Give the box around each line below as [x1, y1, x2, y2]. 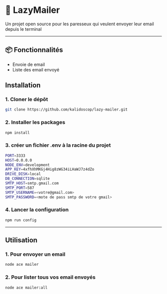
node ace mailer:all [5, 285, 48, 290]
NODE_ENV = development [5, 162, 50, 168]
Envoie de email [12, 61, 45, 67]
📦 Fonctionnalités [5, 46, 63, 54]
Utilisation [5, 236, 38, 244]
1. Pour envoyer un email [5, 251, 66, 258]
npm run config [5, 218, 37, 223]
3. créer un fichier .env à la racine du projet [5, 142, 111, 149]
